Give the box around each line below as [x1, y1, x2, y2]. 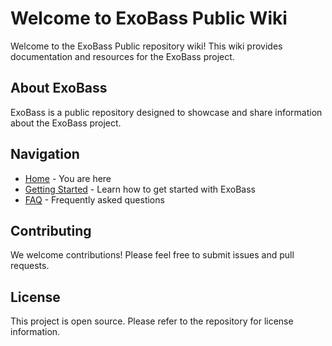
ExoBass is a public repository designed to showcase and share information [10, 106, 323, 118]
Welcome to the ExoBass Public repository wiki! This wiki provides [10, 40, 283, 52]
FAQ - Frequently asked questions [24, 193, 165, 206]
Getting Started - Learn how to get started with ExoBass [24, 183, 256, 195]
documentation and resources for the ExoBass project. [10, 50, 235, 62]
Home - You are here [24, 172, 112, 184]
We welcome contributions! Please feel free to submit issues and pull [10, 249, 295, 261]
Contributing [10, 222, 92, 239]
